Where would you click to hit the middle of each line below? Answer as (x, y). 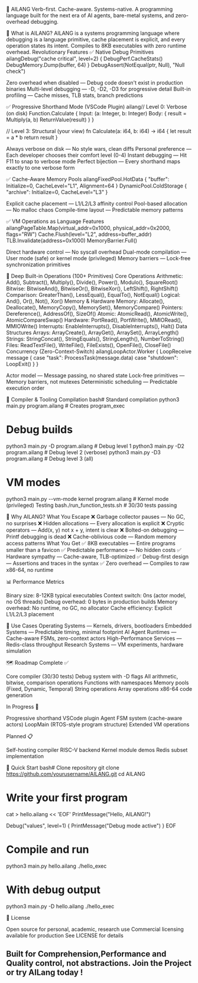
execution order (25, 388)
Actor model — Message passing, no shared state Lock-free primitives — (95, 375)
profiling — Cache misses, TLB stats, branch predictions (75, 95)
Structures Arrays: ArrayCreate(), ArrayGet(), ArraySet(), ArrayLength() (92, 332)
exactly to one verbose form (40, 168)
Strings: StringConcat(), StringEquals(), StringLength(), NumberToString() (95, 339)
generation (19, 695)
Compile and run (48, 849)
